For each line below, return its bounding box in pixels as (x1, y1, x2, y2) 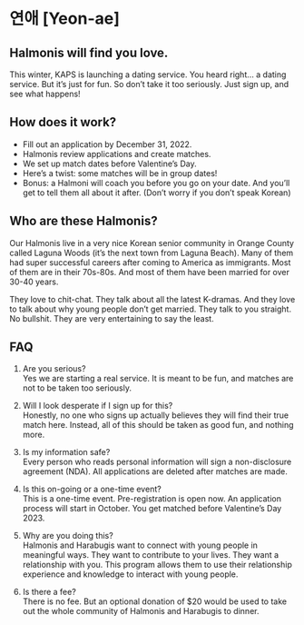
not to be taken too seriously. (22, 382, 132, 393)
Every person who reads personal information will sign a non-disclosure (22, 456, 292, 468)
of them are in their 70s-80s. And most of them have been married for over (9, 266, 290, 277)
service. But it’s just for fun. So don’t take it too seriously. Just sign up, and (9, 79, 289, 89)
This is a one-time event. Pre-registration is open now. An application (22, 493, 282, 504)
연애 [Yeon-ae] (9, 8, 120, 29)
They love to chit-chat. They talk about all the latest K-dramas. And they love (9, 293, 296, 304)
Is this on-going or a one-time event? (22, 483, 162, 495)
